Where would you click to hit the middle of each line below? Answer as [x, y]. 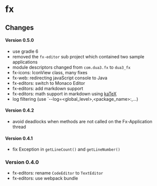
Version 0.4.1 [19, 138]
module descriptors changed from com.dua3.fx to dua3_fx [71, 67]
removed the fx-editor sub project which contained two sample [78, 56]
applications [25, 62]
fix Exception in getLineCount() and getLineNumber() [66, 149]
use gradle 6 [25, 51]
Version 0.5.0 [19, 40]
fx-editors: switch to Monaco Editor [49, 83]
